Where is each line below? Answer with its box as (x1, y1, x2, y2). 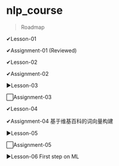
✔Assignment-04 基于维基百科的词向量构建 (6, 117, 114, 124)
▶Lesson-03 (6, 82, 38, 89)
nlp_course (6, 4, 63, 17)
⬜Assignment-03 (6, 93, 52, 100)
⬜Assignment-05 (6, 141, 52, 148)
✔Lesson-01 (6, 35, 37, 42)
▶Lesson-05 (6, 129, 38, 137)
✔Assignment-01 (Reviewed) (6, 46, 77, 54)
